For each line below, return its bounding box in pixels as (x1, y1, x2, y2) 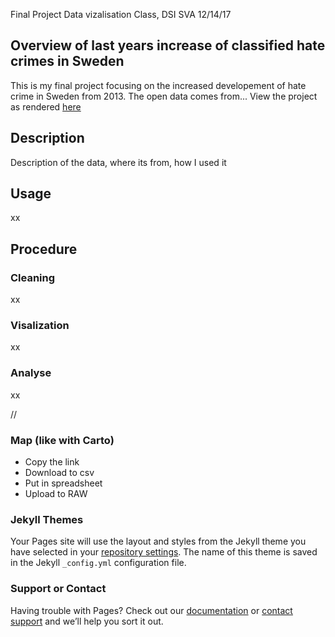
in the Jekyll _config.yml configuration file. (10, 557, 187, 569)
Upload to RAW (24, 488, 88, 500)
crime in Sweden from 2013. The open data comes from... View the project (10, 90, 318, 102)
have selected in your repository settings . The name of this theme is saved (10, 546, 318, 558)
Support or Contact (10, 582, 107, 596)
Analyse (10, 366, 52, 380)
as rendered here (10, 100, 82, 113)
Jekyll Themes (10, 512, 84, 526)
